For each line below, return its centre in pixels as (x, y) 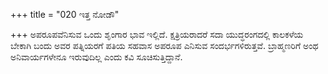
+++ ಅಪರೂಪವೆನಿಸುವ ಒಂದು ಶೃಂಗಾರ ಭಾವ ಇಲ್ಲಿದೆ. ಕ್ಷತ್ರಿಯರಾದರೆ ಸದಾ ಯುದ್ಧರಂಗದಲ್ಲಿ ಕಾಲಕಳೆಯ (157, 34)
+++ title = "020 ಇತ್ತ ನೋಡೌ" (65, 14)
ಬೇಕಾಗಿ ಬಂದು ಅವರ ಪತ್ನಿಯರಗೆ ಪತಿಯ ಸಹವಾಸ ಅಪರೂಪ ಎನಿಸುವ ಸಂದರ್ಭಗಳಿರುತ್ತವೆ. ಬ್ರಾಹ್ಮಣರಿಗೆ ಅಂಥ (164, 45)
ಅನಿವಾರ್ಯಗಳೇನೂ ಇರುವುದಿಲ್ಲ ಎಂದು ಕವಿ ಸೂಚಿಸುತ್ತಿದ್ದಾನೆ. (96, 57)
